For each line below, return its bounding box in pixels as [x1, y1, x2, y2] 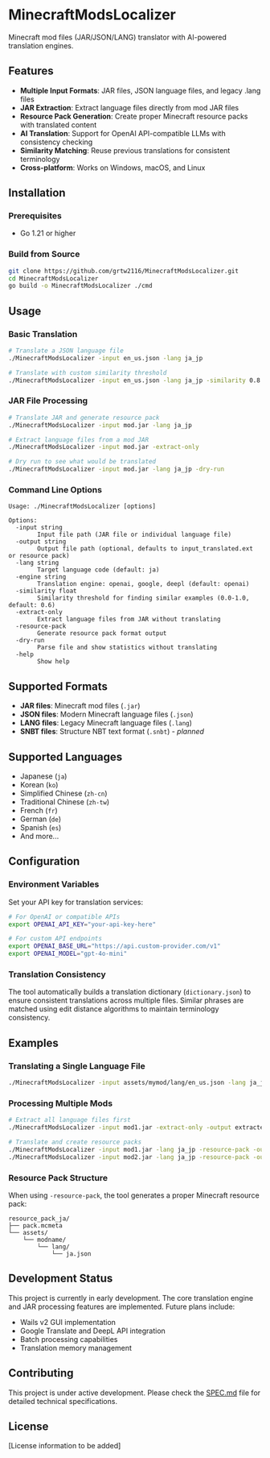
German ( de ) [19, 814, 62, 824]
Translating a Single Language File [8, 1060, 146, 1071]
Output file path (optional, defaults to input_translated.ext [37, 545, 253, 553]
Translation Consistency [8, 969, 106, 980]
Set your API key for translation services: [8, 897, 143, 907]
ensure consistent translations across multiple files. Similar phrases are [8, 995, 244, 1005]
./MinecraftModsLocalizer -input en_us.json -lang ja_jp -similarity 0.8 [8, 376, 261, 384]
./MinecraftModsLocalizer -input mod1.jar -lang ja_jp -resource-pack [8, 1145, 250, 1153]
